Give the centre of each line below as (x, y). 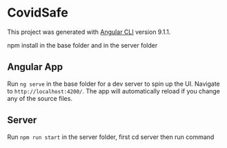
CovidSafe (38, 13)
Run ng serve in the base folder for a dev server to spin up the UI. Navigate (114, 84)
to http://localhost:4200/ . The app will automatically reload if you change (114, 91)
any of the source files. (40, 98)
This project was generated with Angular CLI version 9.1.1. (89, 32)
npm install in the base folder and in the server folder (82, 45)
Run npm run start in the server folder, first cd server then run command (111, 137)
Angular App (35, 67)
